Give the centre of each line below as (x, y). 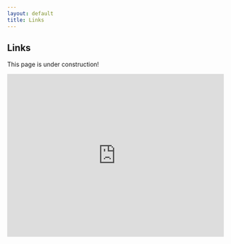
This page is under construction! (53, 64)
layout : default (30, 13)
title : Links (26, 20)
